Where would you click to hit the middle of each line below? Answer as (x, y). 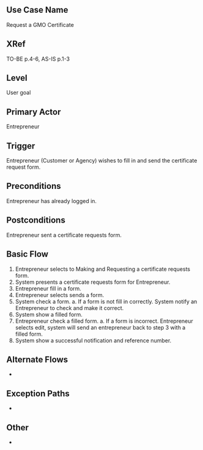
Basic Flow (28, 254)
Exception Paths (38, 393)
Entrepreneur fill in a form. (48, 288)
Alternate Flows (37, 359)
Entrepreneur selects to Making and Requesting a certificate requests (103, 269)
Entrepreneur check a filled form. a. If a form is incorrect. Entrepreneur (104, 321)
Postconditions (36, 220)
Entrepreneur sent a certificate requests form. (64, 235)
